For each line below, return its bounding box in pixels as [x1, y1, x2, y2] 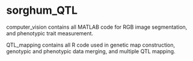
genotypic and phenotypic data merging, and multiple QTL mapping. [6, 47, 176, 54]
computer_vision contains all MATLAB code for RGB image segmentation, [6, 23, 188, 30]
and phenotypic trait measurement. [6, 29, 94, 36]
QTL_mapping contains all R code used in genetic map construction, [6, 41, 176, 48]
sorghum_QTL [6, 4, 78, 17]
